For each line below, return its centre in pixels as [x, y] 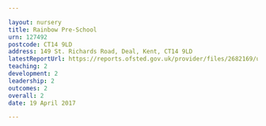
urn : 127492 [28, 37]
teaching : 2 [28, 67]
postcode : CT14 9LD [40, 44]
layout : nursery [35, 22]
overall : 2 [26, 95]
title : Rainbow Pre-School [53, 30]
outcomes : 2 [28, 88]
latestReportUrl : [37, 59]
